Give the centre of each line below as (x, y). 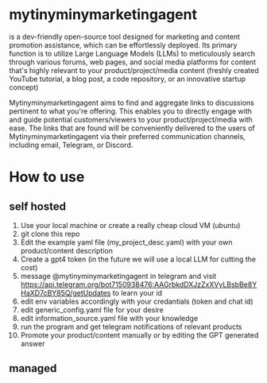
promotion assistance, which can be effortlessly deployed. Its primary (123, 44)
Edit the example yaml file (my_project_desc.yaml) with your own (126, 242)
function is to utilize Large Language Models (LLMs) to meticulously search (132, 53)
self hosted (38, 206)
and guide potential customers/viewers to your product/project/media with (131, 119)
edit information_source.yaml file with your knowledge (109, 318)
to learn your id (137, 292)
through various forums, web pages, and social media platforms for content (133, 62)
